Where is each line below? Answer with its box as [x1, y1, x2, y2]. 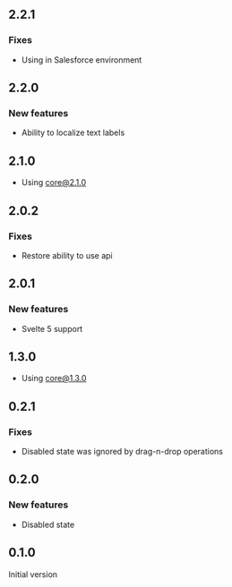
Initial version [8, 568, 58, 580]
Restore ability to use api [21, 250, 113, 260]
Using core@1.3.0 [21, 373, 87, 384]
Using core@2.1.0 [21, 177, 87, 188]
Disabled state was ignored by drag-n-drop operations [21, 447, 223, 457]
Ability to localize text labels [21, 127, 125, 138]
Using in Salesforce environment [21, 54, 142, 65]
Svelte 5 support [21, 323, 83, 334]
